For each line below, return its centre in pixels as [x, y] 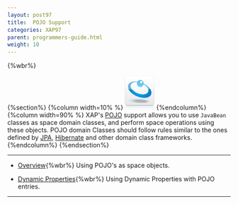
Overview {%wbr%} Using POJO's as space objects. [93, 165]
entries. [29, 186]
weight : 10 [23, 45]
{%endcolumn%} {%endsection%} [58, 145]
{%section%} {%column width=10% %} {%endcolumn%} [107, 108]
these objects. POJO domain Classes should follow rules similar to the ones [118, 130]
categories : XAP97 [34, 30]
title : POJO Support [39, 22]
